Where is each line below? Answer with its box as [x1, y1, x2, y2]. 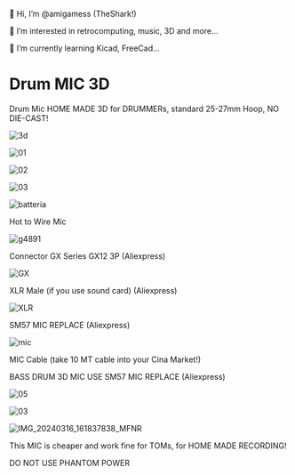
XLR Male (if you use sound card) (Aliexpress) [9, 285, 178, 295]
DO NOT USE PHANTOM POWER [9, 457, 131, 468]
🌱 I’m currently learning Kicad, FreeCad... [9, 43, 160, 53]
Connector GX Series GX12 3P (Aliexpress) [9, 250, 166, 262]
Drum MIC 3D [9, 74, 110, 94]
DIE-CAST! [9, 112, 49, 124]
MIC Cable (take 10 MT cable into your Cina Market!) [9, 354, 202, 365]
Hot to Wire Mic [9, 216, 67, 227]
